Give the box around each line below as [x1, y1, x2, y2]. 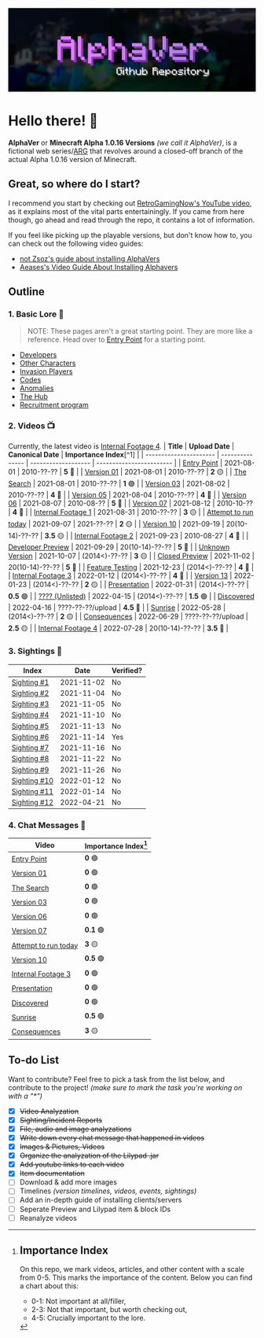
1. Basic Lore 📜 [8, 309, 64, 320]
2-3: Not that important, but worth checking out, [31, 1305, 188, 1314]
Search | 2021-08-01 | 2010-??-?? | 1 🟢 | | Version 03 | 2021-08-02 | [8, 479, 230, 488]
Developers [19, 350, 57, 360]
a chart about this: [19, 1281, 79, 1291]
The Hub [19, 392, 49, 401]
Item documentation [19, 1169, 85, 1178]
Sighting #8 [11, 754, 49, 763]
